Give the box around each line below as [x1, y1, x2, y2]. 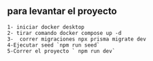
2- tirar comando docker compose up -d [7, 29, 122, 36]
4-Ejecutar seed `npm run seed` [7, 41, 100, 49]
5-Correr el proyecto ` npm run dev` [7, 47, 116, 54]
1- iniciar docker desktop [7, 23, 85, 30]
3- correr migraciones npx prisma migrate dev [7, 36, 147, 42]
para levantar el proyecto [7, 5, 117, 17]
